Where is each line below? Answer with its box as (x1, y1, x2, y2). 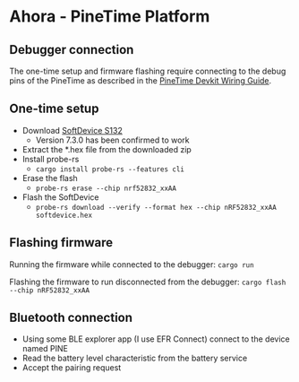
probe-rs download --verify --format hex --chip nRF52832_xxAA (35, 203, 278, 212)
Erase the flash (21, 172, 78, 183)
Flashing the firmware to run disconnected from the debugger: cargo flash (9, 276, 286, 287)
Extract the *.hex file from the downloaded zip (21, 143, 192, 154)
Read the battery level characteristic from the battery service (21, 352, 248, 364)
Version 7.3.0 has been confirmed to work (35, 135, 190, 145)
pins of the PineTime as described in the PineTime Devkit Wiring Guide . (9, 75, 272, 86)
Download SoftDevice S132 (21, 125, 123, 135)
